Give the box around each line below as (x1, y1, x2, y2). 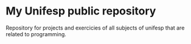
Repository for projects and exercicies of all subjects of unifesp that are (5, 24, 185, 31)
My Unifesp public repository (5, 4, 156, 18)
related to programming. (5, 30, 66, 37)
